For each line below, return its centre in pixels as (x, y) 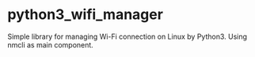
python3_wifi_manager (86, 15)
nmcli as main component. (51, 44)
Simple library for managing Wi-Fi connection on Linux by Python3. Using (127, 36)
